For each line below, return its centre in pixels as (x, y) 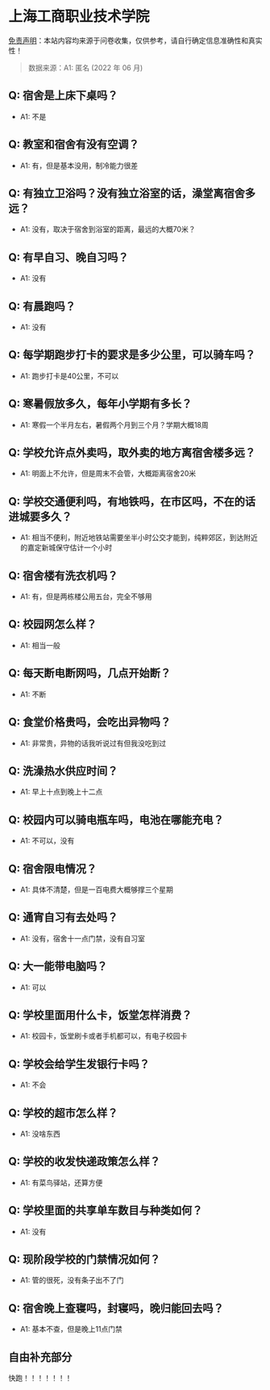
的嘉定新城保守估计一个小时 (66, 548)
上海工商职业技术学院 (79, 17)
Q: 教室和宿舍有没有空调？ (74, 145)
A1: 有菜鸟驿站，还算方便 (61, 1183)
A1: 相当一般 (40, 645)
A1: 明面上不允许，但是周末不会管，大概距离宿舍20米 (108, 474)
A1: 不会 (33, 1085)
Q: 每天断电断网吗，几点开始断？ (90, 674)
